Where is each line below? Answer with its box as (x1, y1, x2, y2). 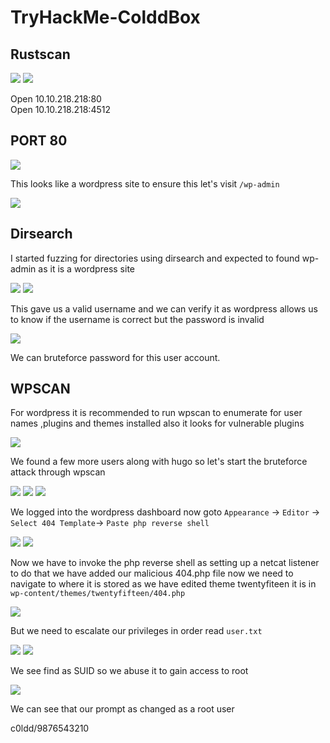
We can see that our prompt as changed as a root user (10, 703, 235, 715)
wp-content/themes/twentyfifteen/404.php (10, 589, 186, 599)
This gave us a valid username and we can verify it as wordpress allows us (10, 302, 318, 315)
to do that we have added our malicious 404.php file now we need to (10, 567, 294, 580)
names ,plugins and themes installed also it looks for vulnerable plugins (10, 417, 305, 430)
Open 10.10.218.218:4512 (10, 104, 111, 115)
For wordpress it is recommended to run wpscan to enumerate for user (10, 407, 303, 419)
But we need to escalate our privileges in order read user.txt (10, 625, 263, 637)
